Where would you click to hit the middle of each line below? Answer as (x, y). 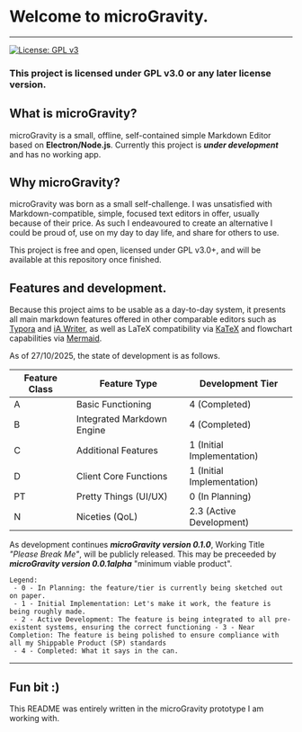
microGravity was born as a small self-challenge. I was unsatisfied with (141, 204)
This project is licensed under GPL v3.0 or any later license (140, 73)
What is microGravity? (73, 114)
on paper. (28, 596)
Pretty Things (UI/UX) (122, 496)
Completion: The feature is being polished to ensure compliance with (144, 636)
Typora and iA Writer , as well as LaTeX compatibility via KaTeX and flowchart (151, 329)
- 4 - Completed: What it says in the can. (96, 651)
